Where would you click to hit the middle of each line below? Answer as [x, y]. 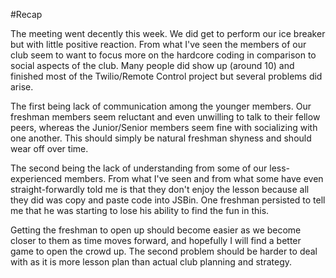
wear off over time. [49, 148]
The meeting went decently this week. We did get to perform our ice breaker [168, 33]
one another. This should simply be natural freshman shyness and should [161, 138]
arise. [22, 87]
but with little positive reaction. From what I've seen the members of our [158, 44]
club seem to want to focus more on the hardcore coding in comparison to [163, 55]
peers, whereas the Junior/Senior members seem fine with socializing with [164, 127]
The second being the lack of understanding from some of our [139, 168]
